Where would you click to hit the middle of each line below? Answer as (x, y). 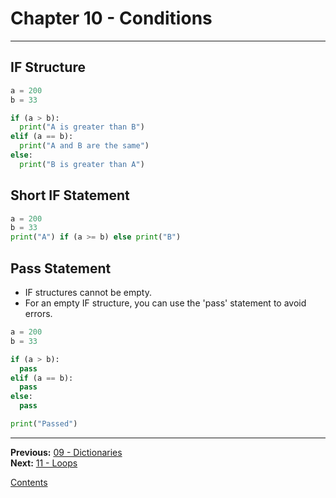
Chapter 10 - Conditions (111, 18)
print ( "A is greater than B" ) (82, 127)
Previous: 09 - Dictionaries (66, 452)
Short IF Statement (70, 195)
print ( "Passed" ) (44, 424)
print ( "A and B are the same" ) (84, 146)
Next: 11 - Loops (44, 463)
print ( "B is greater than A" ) (82, 164)
